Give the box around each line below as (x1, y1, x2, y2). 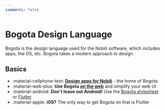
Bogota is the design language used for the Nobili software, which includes (5, 45, 160, 51)
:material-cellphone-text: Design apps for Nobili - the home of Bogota (12, 78, 158, 84)
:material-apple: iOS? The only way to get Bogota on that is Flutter (12, 99, 149, 105)
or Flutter (12, 94, 32, 100)
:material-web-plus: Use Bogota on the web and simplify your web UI (12, 83, 156, 90)
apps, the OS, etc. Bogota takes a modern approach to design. (5, 50, 134, 56)
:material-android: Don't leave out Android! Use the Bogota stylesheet (12, 89, 159, 95)
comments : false (5, 7, 39, 12)
